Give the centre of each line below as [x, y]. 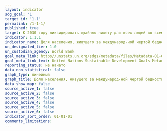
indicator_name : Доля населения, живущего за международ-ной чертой [78, 42]
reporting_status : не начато [35, 65]
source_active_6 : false [30, 112]
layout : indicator [24, 10]
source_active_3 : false [30, 98]
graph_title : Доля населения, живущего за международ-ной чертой [74, 79]
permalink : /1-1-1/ [25, 24]
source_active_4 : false [30, 103]
